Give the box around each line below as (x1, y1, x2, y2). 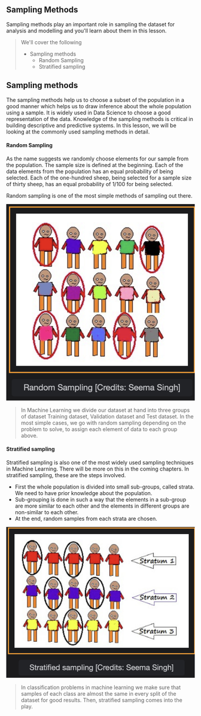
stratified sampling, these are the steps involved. (6, 471, 126, 478)
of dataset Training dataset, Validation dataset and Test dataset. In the (20, 412, 194, 420)
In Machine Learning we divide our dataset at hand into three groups (20, 406, 190, 414)
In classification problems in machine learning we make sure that (20, 684, 181, 691)
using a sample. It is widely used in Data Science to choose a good (6, 109, 171, 116)
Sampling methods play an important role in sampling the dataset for (6, 20, 175, 28)
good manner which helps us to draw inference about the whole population (6, 102, 191, 110)
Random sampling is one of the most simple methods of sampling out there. (6, 192, 193, 199)
